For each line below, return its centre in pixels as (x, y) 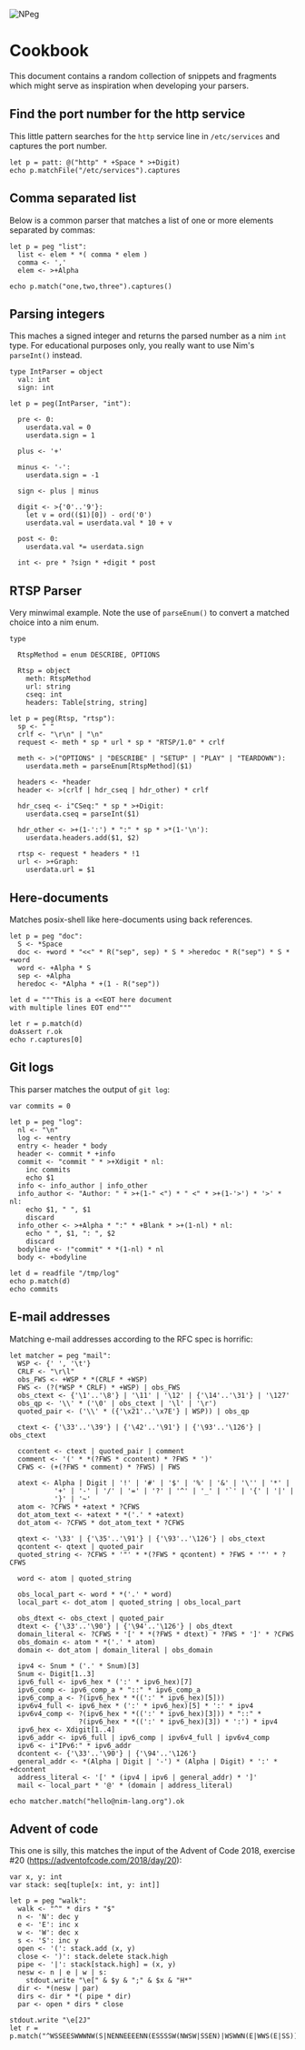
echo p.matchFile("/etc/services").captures (95, 170)
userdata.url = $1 (60, 870)
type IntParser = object (56, 372)
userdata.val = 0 (59, 427)
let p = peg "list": (49, 246)
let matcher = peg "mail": (60, 1355)
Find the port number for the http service (128, 114)
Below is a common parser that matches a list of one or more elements (142, 220)
